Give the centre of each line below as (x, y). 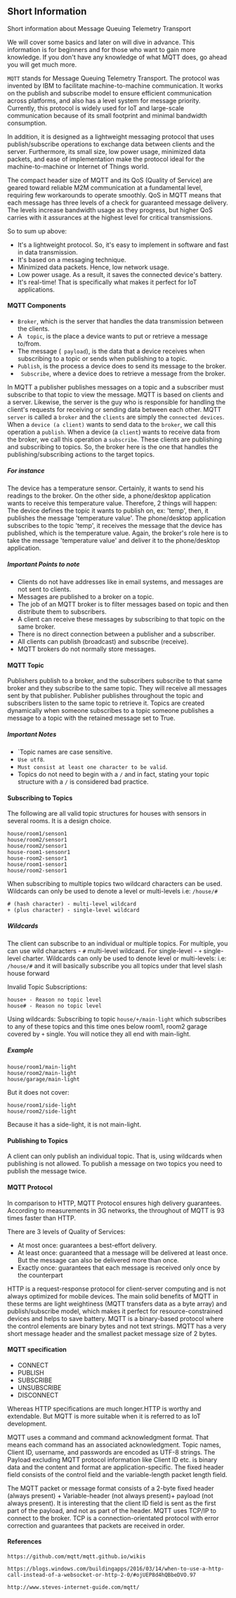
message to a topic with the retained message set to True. (91, 718)
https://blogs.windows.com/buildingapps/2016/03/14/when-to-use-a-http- (116, 1569)
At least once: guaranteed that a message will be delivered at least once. (123, 1252)
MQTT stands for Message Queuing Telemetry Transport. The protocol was (113, 78)
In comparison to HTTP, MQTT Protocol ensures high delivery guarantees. (114, 1203)
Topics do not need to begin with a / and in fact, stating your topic (113, 774)
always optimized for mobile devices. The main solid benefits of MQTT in (113, 1296)
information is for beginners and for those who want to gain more (101, 49)
